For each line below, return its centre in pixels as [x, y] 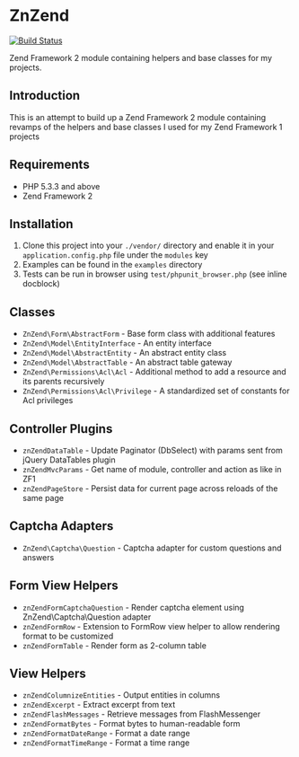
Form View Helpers [64, 586]
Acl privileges [48, 401]
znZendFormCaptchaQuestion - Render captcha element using [133, 607]
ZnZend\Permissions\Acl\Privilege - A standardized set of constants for [156, 391]
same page [43, 498]
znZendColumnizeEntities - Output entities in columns [121, 695]
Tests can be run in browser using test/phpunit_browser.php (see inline [154, 274]
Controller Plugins [61, 429]
